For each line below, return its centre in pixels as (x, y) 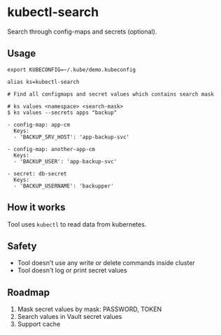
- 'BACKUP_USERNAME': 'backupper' (64, 186)
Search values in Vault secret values (70, 317)
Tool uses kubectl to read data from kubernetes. (77, 224)
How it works (36, 207)
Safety (22, 246)
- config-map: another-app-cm (51, 149)
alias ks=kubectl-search (43, 82)
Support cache (39, 324)
